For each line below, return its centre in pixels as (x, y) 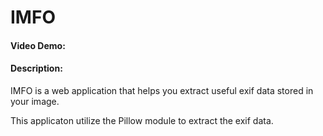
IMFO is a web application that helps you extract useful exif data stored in (162, 90)
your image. (35, 101)
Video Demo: (38, 45)
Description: (36, 68)
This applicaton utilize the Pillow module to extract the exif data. (142, 120)
